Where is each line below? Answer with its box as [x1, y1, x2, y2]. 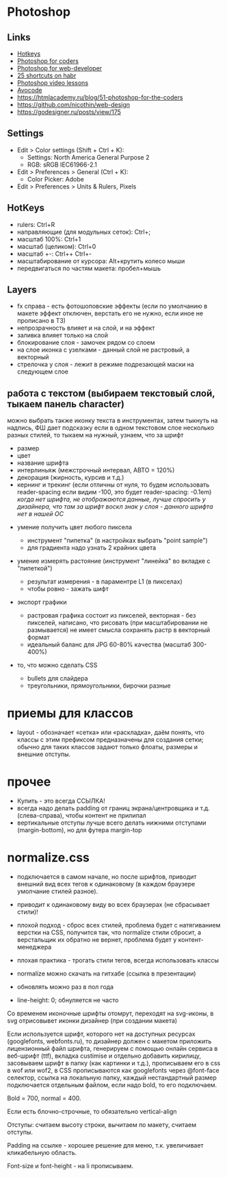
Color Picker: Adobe [27, 175, 84, 183]
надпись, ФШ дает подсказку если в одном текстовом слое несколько [7, 424, 214, 432]
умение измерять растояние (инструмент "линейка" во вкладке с [16, 557, 211, 566]
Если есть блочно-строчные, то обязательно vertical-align [7, 1108, 177, 1116]
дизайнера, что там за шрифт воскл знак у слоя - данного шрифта [16, 502, 213, 511]
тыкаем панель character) [7, 398, 125, 410]
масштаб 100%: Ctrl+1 [16, 234, 81, 243]
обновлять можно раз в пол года [16, 983, 114, 991]
